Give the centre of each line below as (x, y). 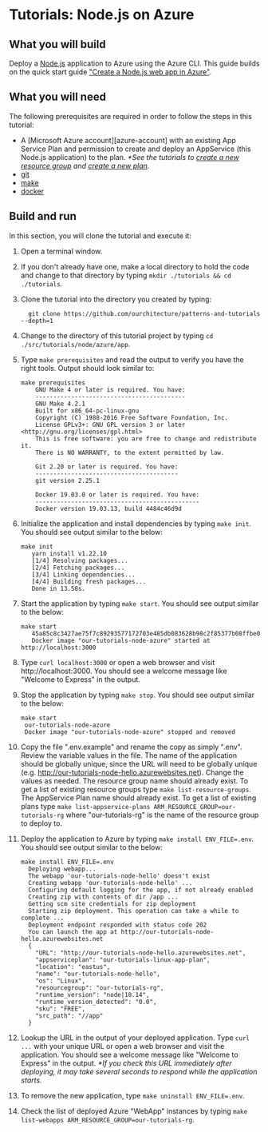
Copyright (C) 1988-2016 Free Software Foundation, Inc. (132, 417)
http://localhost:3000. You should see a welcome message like (124, 671)
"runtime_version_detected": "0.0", (96, 1002)
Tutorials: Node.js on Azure (102, 15)
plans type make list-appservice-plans (85, 806)
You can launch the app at (73, 932)
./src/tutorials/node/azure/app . (75, 344)
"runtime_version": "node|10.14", (93, 994)
